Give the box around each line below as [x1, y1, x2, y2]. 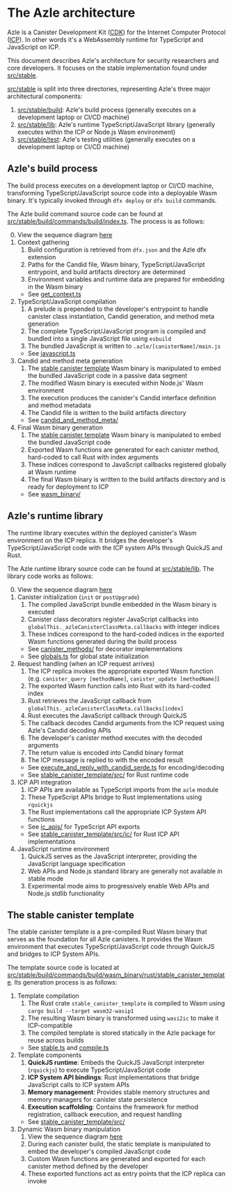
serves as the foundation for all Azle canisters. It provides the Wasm [7, 935, 203, 943]
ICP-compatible [27, 1022, 73, 1030]
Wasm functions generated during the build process [27, 637, 177, 646]
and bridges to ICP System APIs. [7, 950, 101, 958]
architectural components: [7, 92, 83, 100]
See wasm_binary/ [27, 490, 81, 498]
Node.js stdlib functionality [27, 889, 105, 897]
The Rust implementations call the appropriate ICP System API [27, 807, 207, 816]
